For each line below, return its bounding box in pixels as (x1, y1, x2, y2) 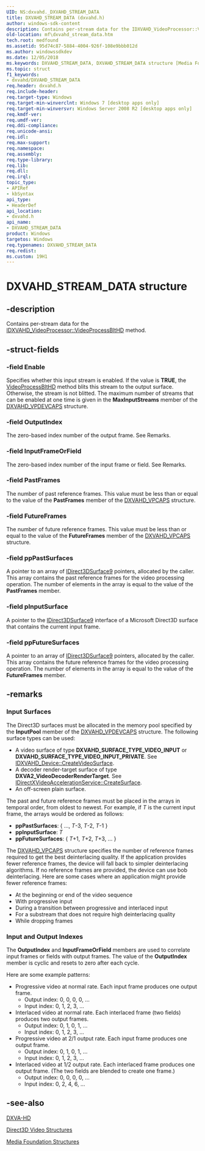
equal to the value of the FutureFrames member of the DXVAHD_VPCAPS (6, 532, 191, 540)
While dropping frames (15, 917, 73, 924)
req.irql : (6, 174, 32, 180)
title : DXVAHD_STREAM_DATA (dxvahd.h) (6, 15, 105, 21)
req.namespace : (6, 145, 45, 152)
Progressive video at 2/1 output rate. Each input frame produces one (15, 1035, 187, 1042)
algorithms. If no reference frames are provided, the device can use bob (6, 866, 188, 873)
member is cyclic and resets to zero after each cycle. (6, 959, 140, 966)
